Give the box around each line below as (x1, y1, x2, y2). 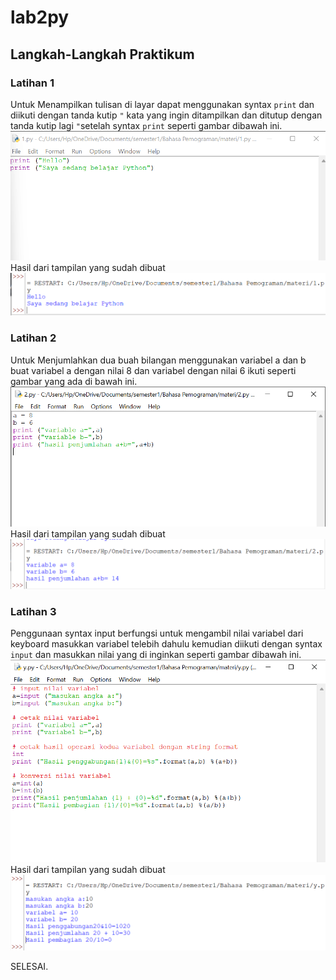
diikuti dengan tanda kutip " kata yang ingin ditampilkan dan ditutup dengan (10, 109, 323, 121)
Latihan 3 (10, 604, 57, 618)
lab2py (10, 6, 70, 29)
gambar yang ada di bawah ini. (10, 375, 138, 387)
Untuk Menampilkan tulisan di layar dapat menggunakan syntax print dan (10, 98, 315, 110)
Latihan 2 (10, 331, 57, 345)
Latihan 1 (10, 76, 55, 90)
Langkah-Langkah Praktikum (10, 46, 195, 63)
